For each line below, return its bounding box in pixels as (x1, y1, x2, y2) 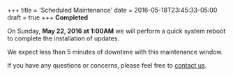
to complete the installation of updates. (7, 34, 120, 43)
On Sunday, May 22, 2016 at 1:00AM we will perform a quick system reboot (7, 27, 226, 35)
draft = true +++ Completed (7, 13, 89, 22)
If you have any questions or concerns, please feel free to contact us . (7, 61, 207, 69)
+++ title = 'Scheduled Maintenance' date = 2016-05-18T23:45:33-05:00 (7, 6, 218, 14)
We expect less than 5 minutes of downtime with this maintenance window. (7, 48, 223, 56)
